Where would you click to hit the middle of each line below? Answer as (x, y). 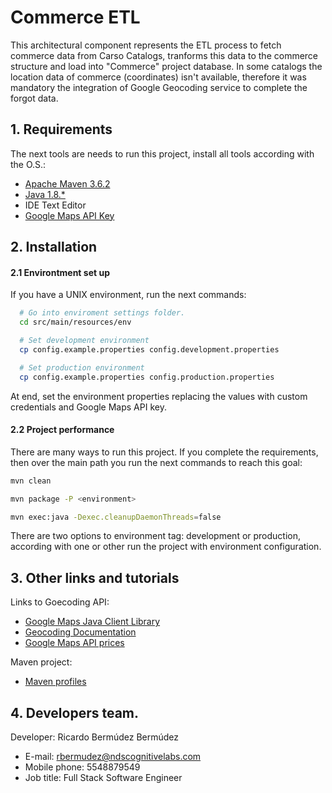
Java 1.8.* (45, 194)
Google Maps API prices (74, 643)
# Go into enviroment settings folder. (102, 313)
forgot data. (34, 98)
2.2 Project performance (62, 430)
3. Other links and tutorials (95, 577)
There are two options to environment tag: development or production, (156, 536)
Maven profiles (55, 682)
